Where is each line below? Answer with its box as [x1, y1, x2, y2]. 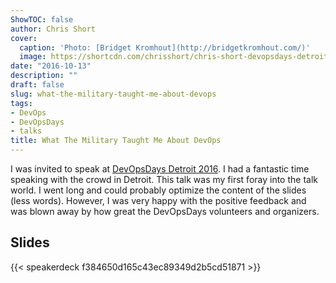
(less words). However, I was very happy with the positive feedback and [10, 195, 307, 206]
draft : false [10, 80, 65, 90]
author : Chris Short [10, 24, 97, 34]
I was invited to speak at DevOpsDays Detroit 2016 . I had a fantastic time [10, 163, 310, 175]
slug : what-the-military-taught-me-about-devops [10, 89, 217, 99]
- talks [10, 126, 43, 136]
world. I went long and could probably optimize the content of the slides [10, 184, 307, 196]
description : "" [10, 71, 78, 81]
